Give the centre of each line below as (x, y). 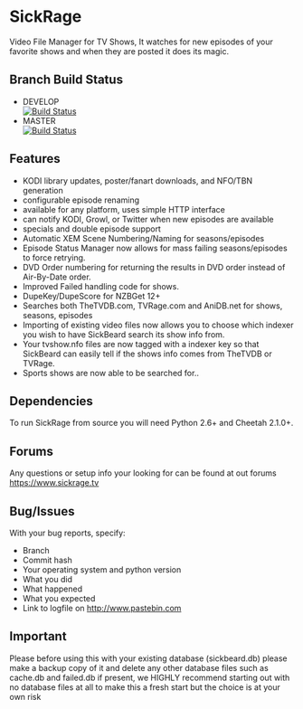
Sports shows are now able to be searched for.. (110, 373)
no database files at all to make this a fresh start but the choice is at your (145, 687)
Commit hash (47, 560)
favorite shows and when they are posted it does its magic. (119, 51)
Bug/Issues (42, 511)
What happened (52, 589)
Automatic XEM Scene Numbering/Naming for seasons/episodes (143, 238)
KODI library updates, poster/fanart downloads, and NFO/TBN (137, 180)
